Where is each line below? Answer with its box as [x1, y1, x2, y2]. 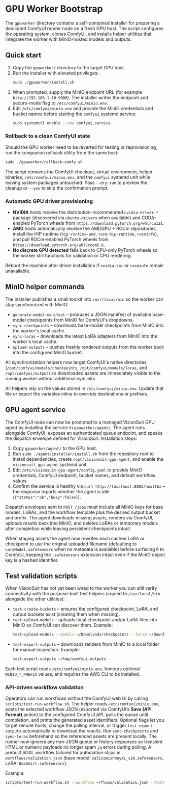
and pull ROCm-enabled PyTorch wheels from [12, 236, 109, 242]
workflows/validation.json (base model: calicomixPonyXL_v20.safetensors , [5, 755, 164, 761]
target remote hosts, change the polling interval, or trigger [5, 722, 127, 729]
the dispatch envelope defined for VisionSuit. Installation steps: [5, 435, 138, 441]
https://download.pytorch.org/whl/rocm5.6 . [12, 242, 106, 248]
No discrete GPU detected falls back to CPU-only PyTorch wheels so [12, 247, 158, 253]
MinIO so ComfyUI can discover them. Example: [12, 622, 113, 628]
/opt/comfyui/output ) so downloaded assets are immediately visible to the [5, 370, 161, 376]
